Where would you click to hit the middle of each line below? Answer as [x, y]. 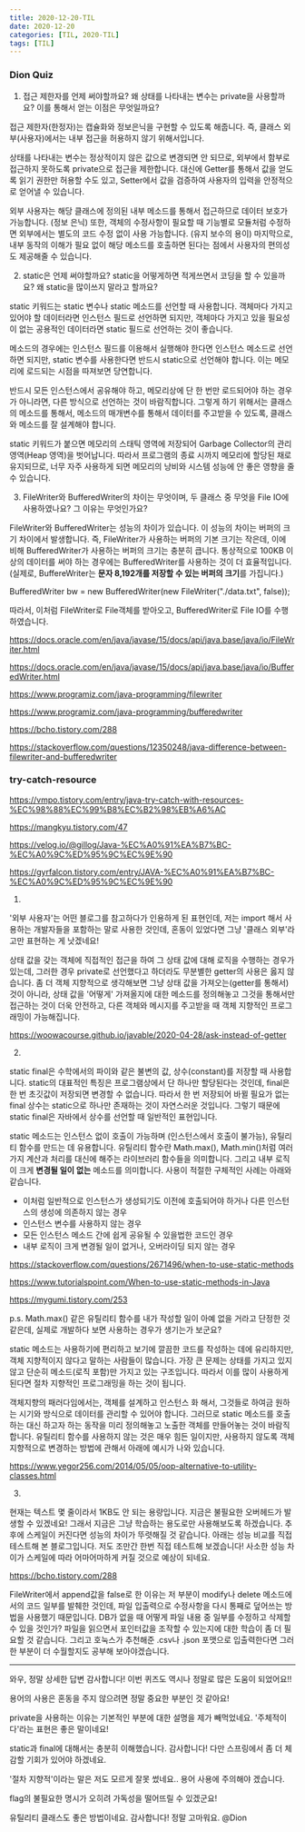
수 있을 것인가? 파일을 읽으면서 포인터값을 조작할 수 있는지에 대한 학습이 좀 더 [146, 1628]
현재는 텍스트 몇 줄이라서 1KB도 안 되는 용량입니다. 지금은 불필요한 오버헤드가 [146, 1512]
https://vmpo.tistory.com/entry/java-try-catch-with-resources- [127, 800]
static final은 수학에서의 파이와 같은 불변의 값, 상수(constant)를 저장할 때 [138, 1071]
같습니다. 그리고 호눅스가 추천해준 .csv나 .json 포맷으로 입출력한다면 [157, 1639]
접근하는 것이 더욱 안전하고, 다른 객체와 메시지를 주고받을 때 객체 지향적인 [139, 1005]
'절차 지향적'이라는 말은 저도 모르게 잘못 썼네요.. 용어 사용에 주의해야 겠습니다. [147, 1778]
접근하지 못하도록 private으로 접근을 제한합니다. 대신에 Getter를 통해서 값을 [143, 168]
